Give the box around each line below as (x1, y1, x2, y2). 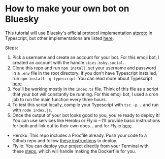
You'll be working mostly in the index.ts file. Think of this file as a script (12, 86, 159, 92)
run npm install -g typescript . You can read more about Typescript (12, 75, 152, 81)
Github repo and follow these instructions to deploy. (12, 137, 118, 144)
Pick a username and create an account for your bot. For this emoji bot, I (12, 54, 160, 60)
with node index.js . (12, 107, 53, 113)
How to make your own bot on (5, 3, 130, 14)
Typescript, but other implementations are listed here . (5, 35, 114, 41)
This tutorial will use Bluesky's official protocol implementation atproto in (5, 30, 153, 36)
